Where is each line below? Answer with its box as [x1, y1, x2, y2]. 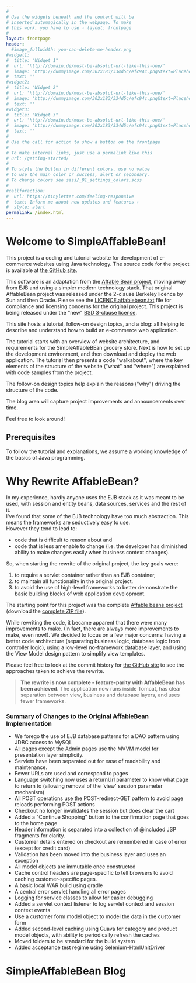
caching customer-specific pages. [14, 875, 97, 882]
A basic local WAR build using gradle [14, 881, 103, 889]
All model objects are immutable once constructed [14, 863, 136, 870]
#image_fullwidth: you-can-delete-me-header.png [11, 47, 132, 53]
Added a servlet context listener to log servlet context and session [14, 900, 174, 907]
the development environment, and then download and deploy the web [6, 350, 176, 357]
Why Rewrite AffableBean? [6, 474, 139, 488]
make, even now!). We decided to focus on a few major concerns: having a [6, 631, 185, 638]
